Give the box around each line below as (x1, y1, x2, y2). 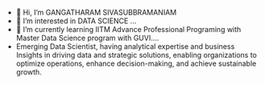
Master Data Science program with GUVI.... (15, 33, 159, 42)
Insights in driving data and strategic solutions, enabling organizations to (15, 51, 258, 59)
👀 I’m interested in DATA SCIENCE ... (15, 16, 137, 26)
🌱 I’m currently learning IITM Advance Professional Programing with (15, 25, 242, 34)
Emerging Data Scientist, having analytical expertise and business (15, 42, 235, 51)
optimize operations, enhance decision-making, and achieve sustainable (15, 59, 257, 68)
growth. (15, 67, 42, 76)
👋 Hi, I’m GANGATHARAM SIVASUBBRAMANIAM (15, 8, 177, 17)
